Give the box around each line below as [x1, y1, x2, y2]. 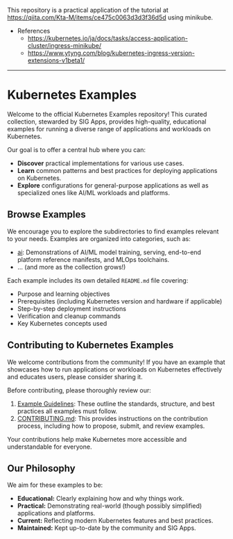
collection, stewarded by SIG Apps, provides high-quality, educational [7, 117, 207, 126]
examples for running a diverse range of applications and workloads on [7, 124, 212, 133]
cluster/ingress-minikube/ [27, 42, 102, 49]
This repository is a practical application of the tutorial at [7, 6, 169, 14]
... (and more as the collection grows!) [17, 263, 126, 271]
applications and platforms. [17, 509, 96, 517]
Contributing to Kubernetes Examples [7, 340, 174, 351]
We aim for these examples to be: [7, 481, 103, 489]
